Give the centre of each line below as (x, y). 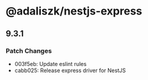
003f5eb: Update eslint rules (50, 64)
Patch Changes (29, 51)
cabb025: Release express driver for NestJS (70, 70)
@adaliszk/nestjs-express (74, 11)
